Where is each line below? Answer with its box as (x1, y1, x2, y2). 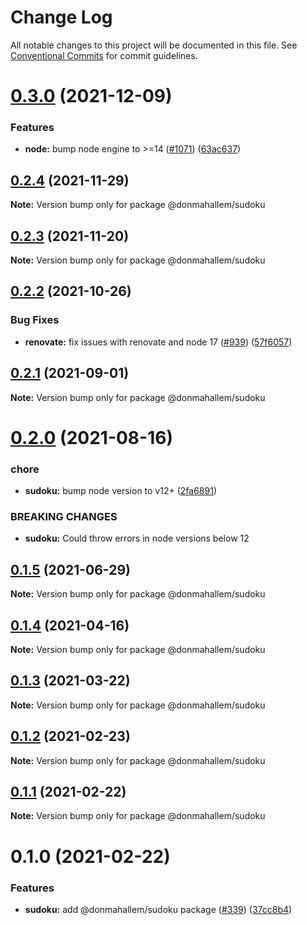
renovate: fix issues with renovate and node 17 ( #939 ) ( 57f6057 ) (24, 336, 293, 348)
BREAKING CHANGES (10, 509, 118, 523)
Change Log (10, 6, 113, 29)
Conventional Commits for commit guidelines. (10, 49, 198, 61)
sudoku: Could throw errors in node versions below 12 (24, 532, 250, 545)
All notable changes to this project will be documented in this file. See (10, 39, 298, 51)
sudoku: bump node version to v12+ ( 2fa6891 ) (24, 485, 217, 497)
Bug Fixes (10, 313, 60, 327)
